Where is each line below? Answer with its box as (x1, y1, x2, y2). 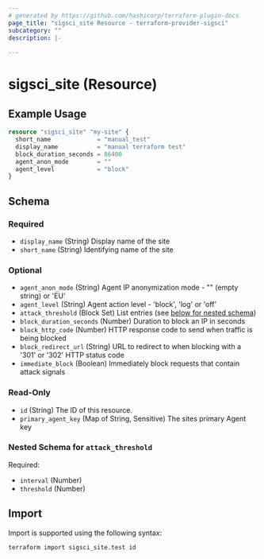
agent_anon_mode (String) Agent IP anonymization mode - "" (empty (19, 283, 239, 293)
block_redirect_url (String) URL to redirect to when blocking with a (19, 342, 242, 351)
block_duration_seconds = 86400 (15, 150, 123, 158)
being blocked (19, 333, 67, 343)
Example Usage (8, 107, 87, 120)
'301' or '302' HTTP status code (19, 351, 124, 360)
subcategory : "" (8, 26, 62, 34)
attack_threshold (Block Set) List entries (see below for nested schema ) (19, 308, 257, 318)
